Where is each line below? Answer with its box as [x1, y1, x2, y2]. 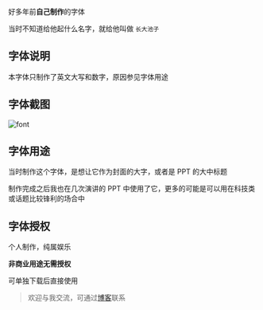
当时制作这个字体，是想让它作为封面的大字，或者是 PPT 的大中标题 [8, 167, 228, 177]
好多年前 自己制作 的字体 [8, 7, 85, 16]
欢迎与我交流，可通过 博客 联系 [27, 293, 126, 303]
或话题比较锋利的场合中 [8, 194, 85, 203]
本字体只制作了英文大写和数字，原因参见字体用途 [8, 72, 168, 81]
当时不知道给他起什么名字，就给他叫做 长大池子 [8, 24, 160, 33]
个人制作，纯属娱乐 [8, 242, 72, 252]
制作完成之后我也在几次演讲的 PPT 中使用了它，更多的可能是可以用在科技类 [8, 184, 256, 194]
